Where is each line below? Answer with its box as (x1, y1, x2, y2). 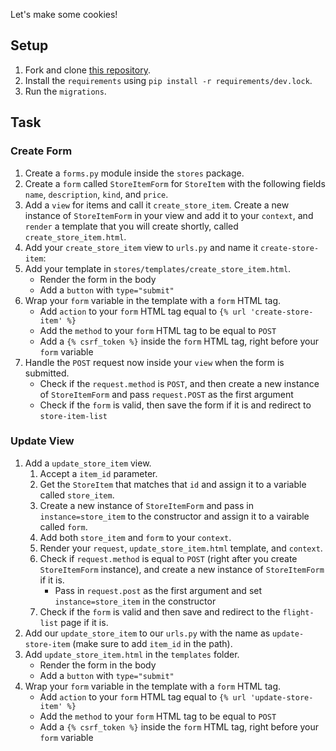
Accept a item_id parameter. (39, 467, 158, 479)
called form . (39, 520, 88, 533)
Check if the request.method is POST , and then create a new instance (39, 377, 320, 389)
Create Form (10, 144, 73, 158)
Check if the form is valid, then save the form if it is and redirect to (39, 399, 312, 411)
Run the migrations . (24, 85, 107, 97)
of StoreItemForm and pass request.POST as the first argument (39, 388, 294, 400)
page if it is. (60, 616, 109, 628)
